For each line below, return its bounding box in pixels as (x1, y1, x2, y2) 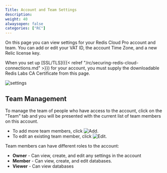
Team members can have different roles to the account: (5, 143, 120, 149)
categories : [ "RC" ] (5, 26, 46, 31)
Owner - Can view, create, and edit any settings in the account (12, 153, 142, 159)
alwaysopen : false (5, 21, 43, 26)
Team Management (5, 94, 67, 103)
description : (5, 12, 32, 17)
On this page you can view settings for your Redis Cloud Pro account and (5, 39, 156, 45)
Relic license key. (5, 50, 41, 56)
